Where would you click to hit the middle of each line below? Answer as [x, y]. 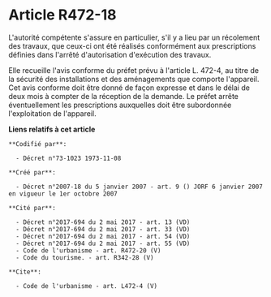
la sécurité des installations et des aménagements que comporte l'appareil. [134, 79]
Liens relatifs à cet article [52, 129]
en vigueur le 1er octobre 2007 [63, 194]
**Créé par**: [32, 172]
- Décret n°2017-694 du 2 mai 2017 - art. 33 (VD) [103, 229]
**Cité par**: [32, 208]
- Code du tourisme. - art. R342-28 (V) [85, 257]
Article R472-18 [62, 15]
